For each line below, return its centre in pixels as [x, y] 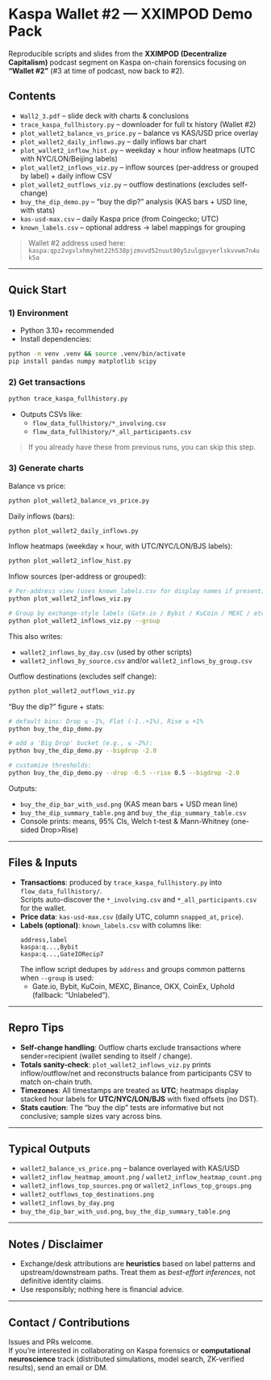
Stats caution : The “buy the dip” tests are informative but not [122, 1107]
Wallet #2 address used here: [77, 242]
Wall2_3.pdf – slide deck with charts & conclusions [104, 116]
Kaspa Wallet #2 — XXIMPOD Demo [130, 14]
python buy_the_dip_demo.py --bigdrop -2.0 [83, 751]
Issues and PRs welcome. [51, 1341]
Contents [32, 97]
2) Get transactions [47, 382]
